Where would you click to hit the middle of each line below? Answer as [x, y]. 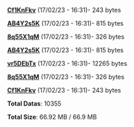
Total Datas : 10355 [34, 104]
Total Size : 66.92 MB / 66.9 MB [52, 117]
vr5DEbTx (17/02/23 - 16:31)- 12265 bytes [67, 63]
